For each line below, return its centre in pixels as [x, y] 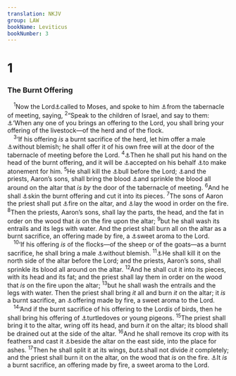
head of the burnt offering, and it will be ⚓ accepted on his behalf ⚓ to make [117, 163]
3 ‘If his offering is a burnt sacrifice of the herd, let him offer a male [110, 138]
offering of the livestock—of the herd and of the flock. [86, 130]
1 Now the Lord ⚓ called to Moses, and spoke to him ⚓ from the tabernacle [119, 106]
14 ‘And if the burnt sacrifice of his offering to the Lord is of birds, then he [118, 308]
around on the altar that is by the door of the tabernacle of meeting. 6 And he [118, 187]
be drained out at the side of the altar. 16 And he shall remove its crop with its [118, 333]
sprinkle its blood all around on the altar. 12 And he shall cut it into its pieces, [117, 268]
